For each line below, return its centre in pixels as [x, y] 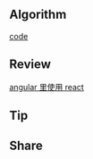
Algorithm [38, 15]
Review [30, 65]
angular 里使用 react [47, 87]
